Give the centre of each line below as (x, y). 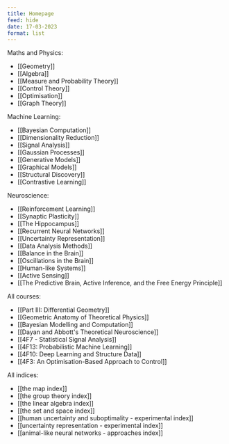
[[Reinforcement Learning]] (56, 209)
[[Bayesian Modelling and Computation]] (75, 325)
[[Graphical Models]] (47, 167)
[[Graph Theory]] (42, 103)
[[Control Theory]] (43, 88)
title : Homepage (31, 14)
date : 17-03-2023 (32, 26)
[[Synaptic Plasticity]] (48, 216)
